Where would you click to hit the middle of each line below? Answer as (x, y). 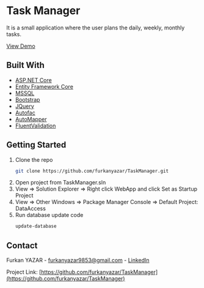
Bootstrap (27, 99)
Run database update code (49, 215)
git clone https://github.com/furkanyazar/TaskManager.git (92, 171)
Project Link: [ (24, 272)
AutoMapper (31, 119)
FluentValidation (35, 126)
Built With (25, 65)
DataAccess (30, 208)
